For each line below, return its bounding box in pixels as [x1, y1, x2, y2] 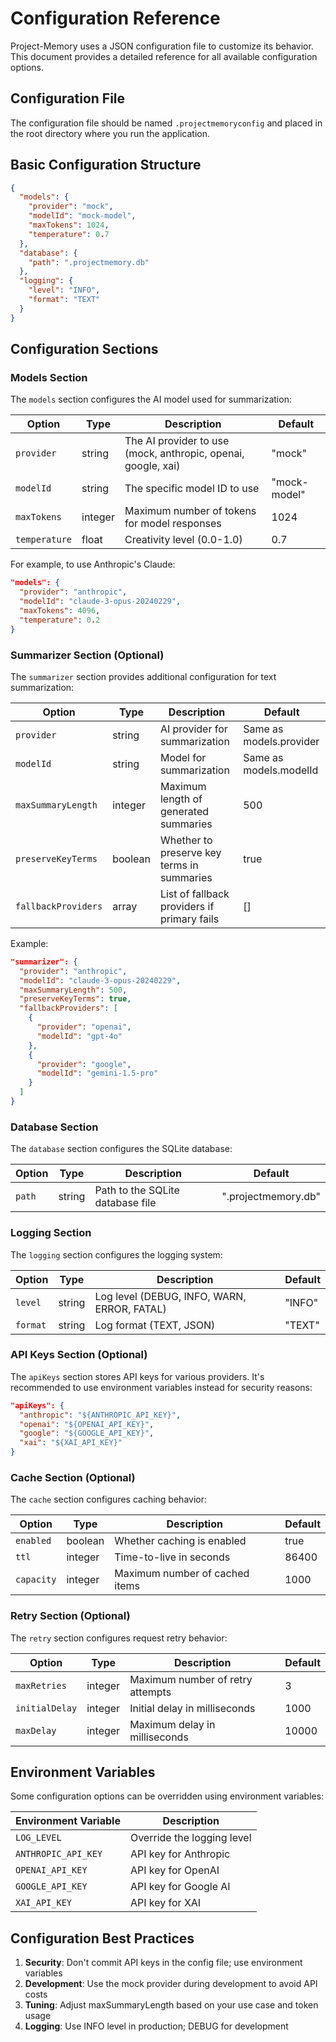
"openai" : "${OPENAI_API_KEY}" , [19, 1419, 155, 1429]
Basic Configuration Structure [10, 157, 202, 174]
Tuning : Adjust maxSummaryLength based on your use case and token [24, 1999, 319, 2011]
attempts [129, 1685, 172, 1699]
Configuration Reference [10, 7, 221, 30]
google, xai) [124, 459, 181, 473]
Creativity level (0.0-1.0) [124, 533, 243, 547]
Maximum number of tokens [124, 504, 257, 518]
